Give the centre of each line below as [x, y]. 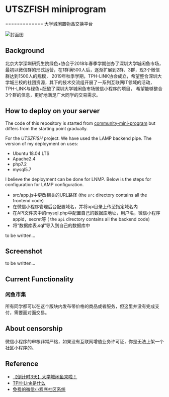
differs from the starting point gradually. [47, 128]
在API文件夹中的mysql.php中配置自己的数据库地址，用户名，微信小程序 [86, 213]
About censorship [34, 329]
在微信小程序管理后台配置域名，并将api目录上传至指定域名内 [75, 206]
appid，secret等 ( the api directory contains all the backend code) [81, 219]
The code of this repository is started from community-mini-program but [80, 123]
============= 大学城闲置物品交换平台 [49, 24]
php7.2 [19, 164]
